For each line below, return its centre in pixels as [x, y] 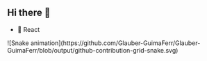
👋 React [28, 29]
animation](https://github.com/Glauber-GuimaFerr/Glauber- [115, 43]
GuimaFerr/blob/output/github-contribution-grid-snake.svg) [93, 50]
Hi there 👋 [29, 13]
